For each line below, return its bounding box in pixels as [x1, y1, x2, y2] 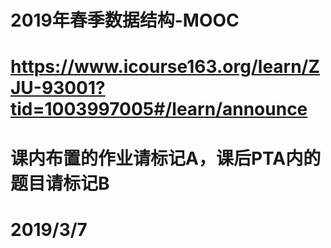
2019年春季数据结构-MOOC [10, 9, 240, 32]
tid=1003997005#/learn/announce [10, 98, 308, 121]
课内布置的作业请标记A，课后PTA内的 [10, 147, 322, 170]
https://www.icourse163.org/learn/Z [10, 56, 321, 78]
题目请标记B [10, 172, 110, 195]
